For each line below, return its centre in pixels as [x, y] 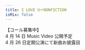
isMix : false [19, 15]
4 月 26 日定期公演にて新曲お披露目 [43, 42]
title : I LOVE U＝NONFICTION [36, 10]
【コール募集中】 [23, 30]
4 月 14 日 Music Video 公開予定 [39, 36]
